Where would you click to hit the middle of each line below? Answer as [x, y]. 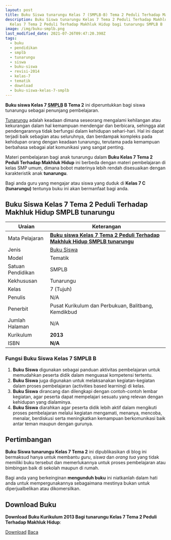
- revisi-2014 [25, 72]
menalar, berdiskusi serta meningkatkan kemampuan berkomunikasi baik [89, 418]
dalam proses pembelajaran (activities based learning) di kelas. [79, 386]
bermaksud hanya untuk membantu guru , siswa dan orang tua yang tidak [82, 457]
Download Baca [22, 532]
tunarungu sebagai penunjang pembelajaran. [52, 110]
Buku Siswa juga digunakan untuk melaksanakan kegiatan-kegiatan [84, 380]
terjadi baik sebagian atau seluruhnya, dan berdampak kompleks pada [79, 136]
